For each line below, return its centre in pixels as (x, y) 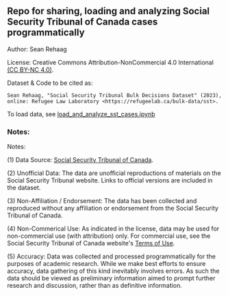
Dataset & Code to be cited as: (50, 83)
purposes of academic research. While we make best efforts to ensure (106, 264)
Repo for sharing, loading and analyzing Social (109, 11)
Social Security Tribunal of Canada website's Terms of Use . (91, 243)
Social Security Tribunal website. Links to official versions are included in (110, 180)
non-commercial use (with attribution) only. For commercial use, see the (109, 236)
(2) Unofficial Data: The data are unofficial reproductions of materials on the (114, 173)
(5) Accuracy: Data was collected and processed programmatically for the (111, 256)
